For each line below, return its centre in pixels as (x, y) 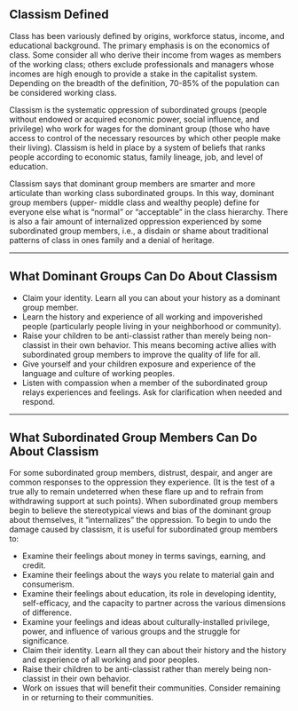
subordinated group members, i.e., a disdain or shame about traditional (139, 231)
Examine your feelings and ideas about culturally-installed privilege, (146, 622)
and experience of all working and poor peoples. (110, 660)
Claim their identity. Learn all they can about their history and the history (154, 651)
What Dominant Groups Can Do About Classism (143, 276)
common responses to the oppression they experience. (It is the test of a (142, 482)
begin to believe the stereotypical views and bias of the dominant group (140, 510)
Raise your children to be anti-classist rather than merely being (137, 336)
